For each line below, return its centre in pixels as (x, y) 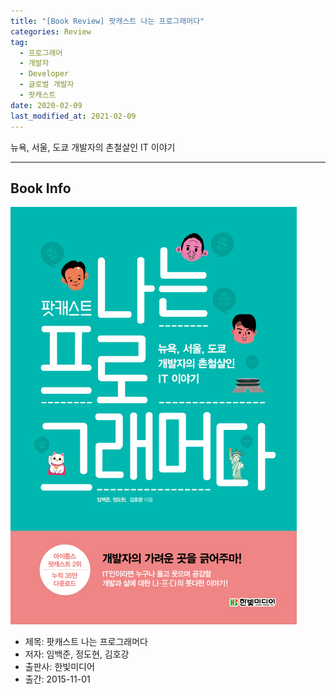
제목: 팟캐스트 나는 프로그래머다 (86, 642)
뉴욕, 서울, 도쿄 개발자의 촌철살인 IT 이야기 (93, 147)
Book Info (41, 188)
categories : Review (51, 31)
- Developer (44, 74)
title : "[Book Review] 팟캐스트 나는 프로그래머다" (107, 21)
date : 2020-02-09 (46, 105)
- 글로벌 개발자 (47, 85)
